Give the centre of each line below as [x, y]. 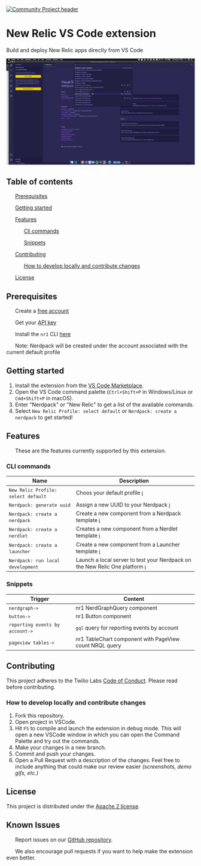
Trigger [40, 599]
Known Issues [33, 825]
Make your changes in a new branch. [60, 747]
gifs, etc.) [27, 773]
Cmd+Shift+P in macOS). [44, 398]
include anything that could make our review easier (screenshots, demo [103, 766]
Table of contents [39, 182]
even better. [21, 858]
